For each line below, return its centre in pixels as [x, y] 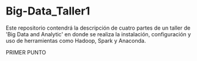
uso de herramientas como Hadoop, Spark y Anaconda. [76, 40]
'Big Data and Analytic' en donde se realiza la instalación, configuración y [98, 34]
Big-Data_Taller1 [48, 11]
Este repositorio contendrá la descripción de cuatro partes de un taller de [98, 28]
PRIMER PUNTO [26, 52]
